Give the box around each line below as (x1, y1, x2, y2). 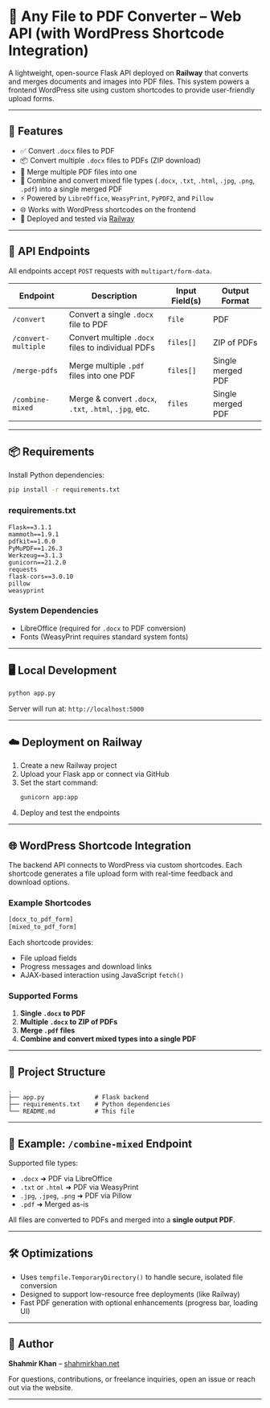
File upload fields (19, 953, 78, 963)
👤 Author (8, 1337, 54, 1351)
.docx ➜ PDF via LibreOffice (19, 1174, 112, 1183)
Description (91, 289, 137, 301)
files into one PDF (68, 370, 136, 381)
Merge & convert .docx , (68, 393, 157, 404)
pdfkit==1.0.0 (8, 537, 56, 545)
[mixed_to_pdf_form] (8, 923, 78, 931)
